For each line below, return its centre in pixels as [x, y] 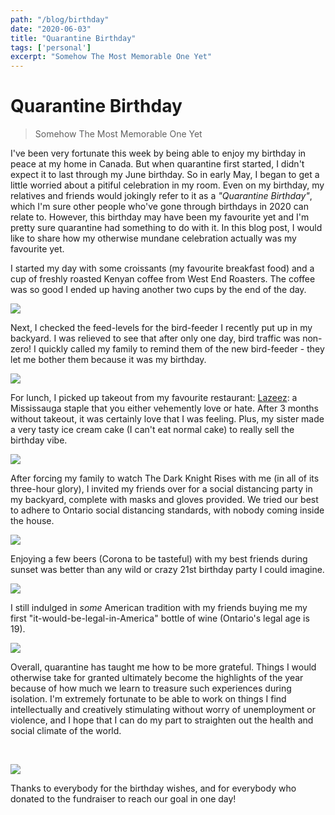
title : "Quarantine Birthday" [73, 38]
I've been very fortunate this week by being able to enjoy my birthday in [158, 153]
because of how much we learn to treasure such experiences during [151, 688]
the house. [32, 521]
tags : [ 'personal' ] [51, 47]
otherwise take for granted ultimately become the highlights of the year [157, 678]
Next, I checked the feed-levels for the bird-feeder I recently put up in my [161, 328]
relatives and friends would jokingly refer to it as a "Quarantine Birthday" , [161, 196]
